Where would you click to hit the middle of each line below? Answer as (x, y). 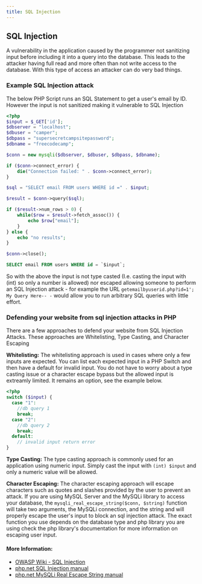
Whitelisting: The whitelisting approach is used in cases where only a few (99, 355)
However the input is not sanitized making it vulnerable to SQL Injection (95, 105)
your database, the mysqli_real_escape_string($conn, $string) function (97, 503)
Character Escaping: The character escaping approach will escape (90, 484)
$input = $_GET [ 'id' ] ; (35, 122)
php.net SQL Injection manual (52, 568)
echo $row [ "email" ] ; (54, 220)
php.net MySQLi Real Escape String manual (69, 575)
